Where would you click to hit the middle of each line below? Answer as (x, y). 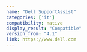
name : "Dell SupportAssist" (41, 12)
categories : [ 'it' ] (31, 17)
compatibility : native (34, 23)
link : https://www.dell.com (41, 39)
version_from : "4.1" (32, 34)
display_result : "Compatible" (44, 28)
